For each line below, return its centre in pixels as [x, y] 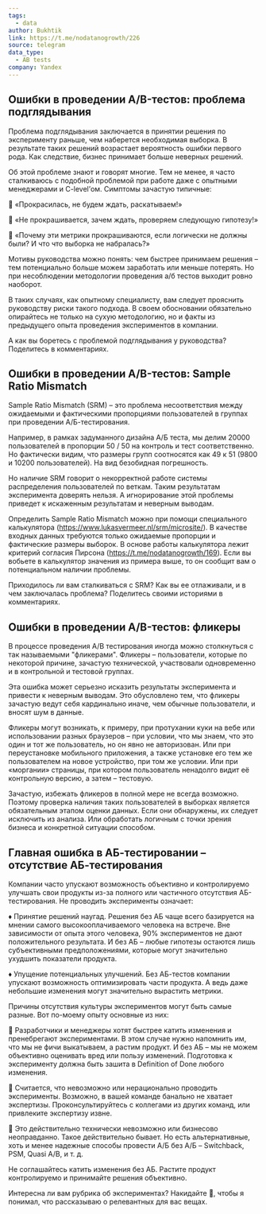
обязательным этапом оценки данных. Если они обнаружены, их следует [133, 811]
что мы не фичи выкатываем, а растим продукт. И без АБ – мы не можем [133, 1047]
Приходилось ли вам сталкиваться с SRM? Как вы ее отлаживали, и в [127, 585]
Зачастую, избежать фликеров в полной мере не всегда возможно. [123, 794]
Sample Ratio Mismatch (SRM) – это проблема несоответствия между [126, 405]
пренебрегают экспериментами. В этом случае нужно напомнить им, [127, 1039]
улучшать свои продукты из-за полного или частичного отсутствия [123, 892]
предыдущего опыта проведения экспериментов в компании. [113, 325]
